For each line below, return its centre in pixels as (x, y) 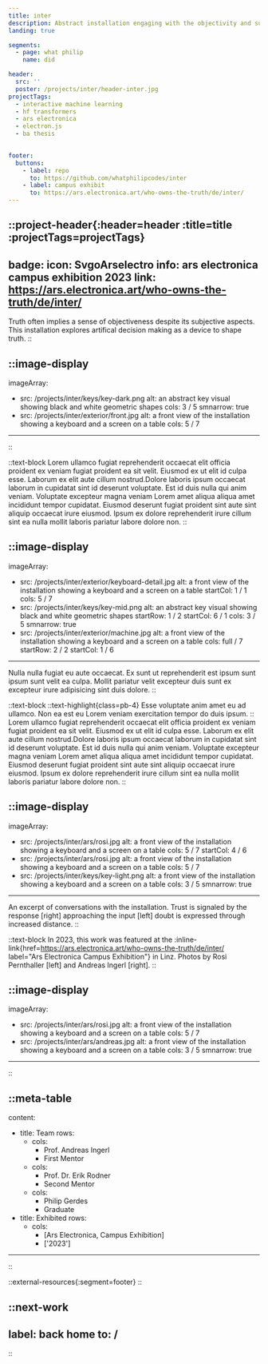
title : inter (30, 16)
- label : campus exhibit (64, 185)
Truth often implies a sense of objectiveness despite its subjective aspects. (132, 321)
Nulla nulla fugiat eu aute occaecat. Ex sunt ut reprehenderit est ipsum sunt (132, 672)
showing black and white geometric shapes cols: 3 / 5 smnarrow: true (134, 407)
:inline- (186, 939)
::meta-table (40, 1098)
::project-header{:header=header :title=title (120, 225)
